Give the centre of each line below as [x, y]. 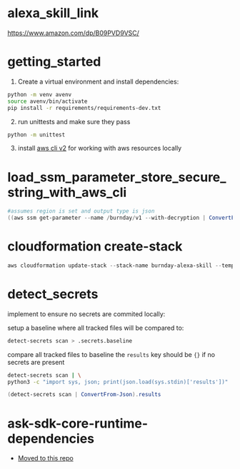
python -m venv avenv [40, 94]
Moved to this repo [45, 458]
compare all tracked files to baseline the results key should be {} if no [111, 354]
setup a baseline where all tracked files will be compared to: [96, 328]
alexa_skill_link [53, 13]
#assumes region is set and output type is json [81, 211]
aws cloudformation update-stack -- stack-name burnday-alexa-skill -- [115, 266]
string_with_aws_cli [67, 192]
